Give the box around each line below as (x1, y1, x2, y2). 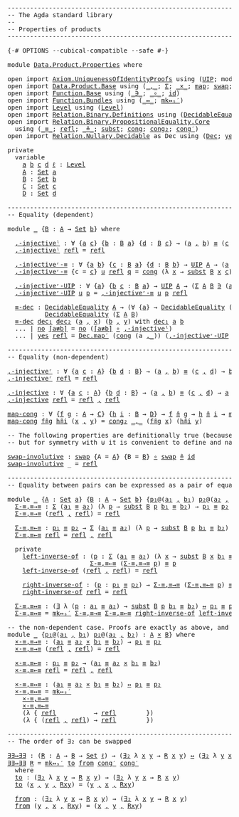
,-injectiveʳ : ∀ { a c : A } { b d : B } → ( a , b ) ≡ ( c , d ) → (7, 367, 225, 375)
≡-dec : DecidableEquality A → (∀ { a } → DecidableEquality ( (14, 303, 233, 311)
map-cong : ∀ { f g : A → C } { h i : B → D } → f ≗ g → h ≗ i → (7, 410, 225, 418)
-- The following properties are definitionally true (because (7, 431, 233, 439)
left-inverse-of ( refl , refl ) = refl (22, 566, 158, 574)
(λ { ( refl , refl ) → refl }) (22, 716, 154, 724)
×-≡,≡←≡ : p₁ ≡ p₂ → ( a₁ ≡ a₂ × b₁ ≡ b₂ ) (14, 659, 161, 667)
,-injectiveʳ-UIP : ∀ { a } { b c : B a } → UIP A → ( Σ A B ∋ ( (14, 282, 229, 290)
